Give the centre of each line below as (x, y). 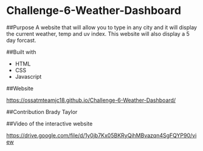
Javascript (28, 76)
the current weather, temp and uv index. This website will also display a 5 (98, 33)
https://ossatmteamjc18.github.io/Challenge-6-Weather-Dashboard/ (91, 100)
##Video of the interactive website (50, 123)
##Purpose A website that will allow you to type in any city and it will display (102, 27)
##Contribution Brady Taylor (42, 112)
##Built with (21, 52)
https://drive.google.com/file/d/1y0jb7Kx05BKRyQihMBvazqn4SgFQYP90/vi (101, 135)
